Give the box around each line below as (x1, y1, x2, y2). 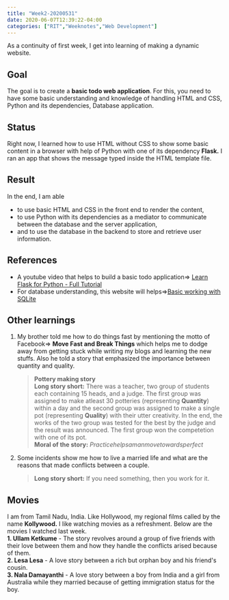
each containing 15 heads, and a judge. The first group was (33, 389, 202, 398)
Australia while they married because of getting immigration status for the (7, 578, 215, 586)
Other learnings (7, 315, 76, 326)
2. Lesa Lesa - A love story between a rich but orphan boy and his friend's (7, 556, 217, 564)
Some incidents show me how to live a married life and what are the (16, 454, 208, 462)
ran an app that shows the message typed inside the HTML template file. (7, 154, 212, 162)
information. (16, 235, 51, 243)
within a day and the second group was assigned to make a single (33, 404, 220, 412)
